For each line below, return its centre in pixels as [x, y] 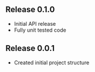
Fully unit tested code [40, 30]
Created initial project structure [52, 62]
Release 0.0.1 [30, 48]
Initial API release [35, 23]
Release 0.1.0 [30, 10]
